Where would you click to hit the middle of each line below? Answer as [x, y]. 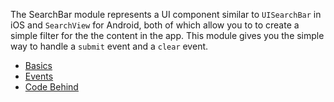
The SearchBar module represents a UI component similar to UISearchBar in [166, 14]
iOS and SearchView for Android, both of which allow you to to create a [155, 25]
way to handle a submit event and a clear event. [109, 46]
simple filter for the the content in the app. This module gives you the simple [167, 35]
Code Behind [51, 87]
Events [39, 76]
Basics [38, 65]
